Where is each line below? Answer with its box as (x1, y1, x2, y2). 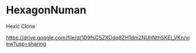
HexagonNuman (6, 3, 86, 17)
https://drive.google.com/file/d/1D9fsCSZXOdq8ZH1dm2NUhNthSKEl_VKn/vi (6, 34, 190, 41)
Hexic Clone (6, 23, 36, 30)
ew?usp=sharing (6, 40, 47, 47)
